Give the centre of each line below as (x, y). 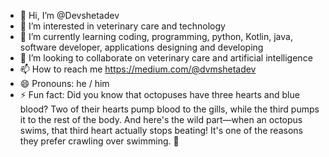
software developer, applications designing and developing (141, 47)
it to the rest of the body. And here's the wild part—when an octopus (161, 119)
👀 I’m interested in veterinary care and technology (122, 26)
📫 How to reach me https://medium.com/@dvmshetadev (138, 69)
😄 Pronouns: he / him (64, 83)
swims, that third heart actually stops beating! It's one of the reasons (161, 130)
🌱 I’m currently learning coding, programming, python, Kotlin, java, (156, 36)
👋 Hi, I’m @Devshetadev (69, 15)
